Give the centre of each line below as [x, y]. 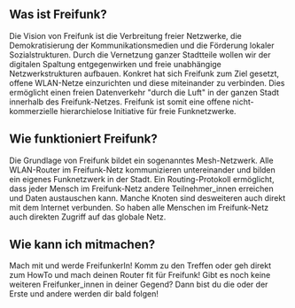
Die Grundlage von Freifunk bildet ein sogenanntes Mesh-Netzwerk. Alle [141, 160]
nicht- [243, 102]
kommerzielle [34, 111]
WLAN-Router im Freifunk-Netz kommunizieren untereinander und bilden [143, 169]
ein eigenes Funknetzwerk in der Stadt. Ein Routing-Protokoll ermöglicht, [142, 179]
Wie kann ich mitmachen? [82, 245]
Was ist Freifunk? [58, 15]
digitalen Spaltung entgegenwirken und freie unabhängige [115, 64]
